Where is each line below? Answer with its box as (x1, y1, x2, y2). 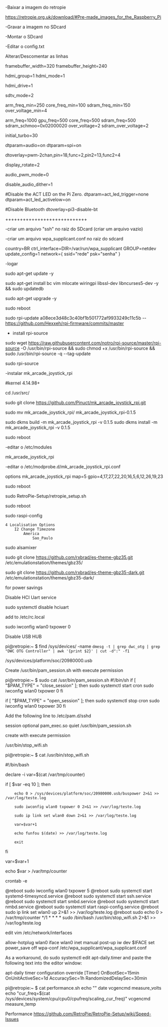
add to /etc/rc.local (5, 614, 45, 620)
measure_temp (5, 1001, 36, 1007)
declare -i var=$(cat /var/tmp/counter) (5, 771, 85, 777)
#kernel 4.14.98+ (5, 380, 40, 386)
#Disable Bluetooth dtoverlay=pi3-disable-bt (5, 207, 98, 212)
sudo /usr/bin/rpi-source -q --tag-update (5, 351, 91, 357)
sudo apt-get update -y (5, 270, 54, 276)
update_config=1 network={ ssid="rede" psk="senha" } (5, 251, 121, 257)
